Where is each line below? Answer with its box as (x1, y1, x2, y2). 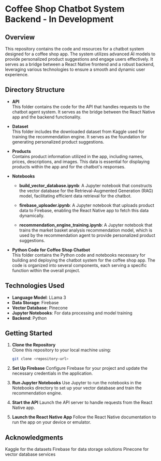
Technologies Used (5, 281, 64, 290)
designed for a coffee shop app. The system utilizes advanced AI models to (5, 51, 156, 57)
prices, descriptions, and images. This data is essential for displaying (12, 159, 150, 165)
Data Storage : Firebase (12, 299, 59, 305)
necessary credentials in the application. (12, 370, 93, 377)
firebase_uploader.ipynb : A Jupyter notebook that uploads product (19, 202, 155, 208)
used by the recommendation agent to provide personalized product (19, 232, 156, 238)
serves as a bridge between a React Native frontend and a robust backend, (5, 62, 155, 67)
